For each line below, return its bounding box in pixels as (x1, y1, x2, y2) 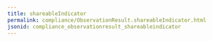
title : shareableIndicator (7, 10, 87, 17)
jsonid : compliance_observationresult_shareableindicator (7, 23, 181, 30)
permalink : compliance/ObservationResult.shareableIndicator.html (7, 17, 207, 24)
